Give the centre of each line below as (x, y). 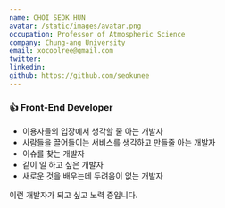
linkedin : (28, 68)
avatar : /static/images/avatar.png (75, 26)
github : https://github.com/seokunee (79, 76)
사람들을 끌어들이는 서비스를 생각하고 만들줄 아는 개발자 (119, 143)
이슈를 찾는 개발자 (53, 154)
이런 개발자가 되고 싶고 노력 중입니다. (74, 195)
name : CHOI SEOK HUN (48, 17)
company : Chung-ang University (67, 42)
